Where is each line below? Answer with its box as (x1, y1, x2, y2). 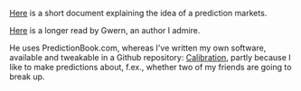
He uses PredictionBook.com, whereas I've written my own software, (9, 42, 267, 53)
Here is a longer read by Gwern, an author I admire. (9, 25, 201, 35)
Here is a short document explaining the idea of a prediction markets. (9, 8, 268, 18)
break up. (9, 71, 45, 82)
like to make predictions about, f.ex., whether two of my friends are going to (9, 62, 292, 72)
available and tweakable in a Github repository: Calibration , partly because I (9, 52, 291, 62)
